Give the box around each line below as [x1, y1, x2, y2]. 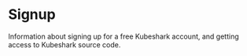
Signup [8, 6, 57, 24]
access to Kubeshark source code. [8, 39, 121, 49]
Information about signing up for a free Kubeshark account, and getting [8, 32, 240, 41]
